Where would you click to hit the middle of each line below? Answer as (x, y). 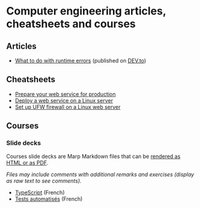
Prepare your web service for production (65, 94)
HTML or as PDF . (27, 162)
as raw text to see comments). (44, 181)
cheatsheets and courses (71, 24)
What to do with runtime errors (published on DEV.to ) (80, 61)
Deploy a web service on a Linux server (64, 100)
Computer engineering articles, (86, 11)
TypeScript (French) (40, 192)
